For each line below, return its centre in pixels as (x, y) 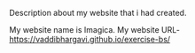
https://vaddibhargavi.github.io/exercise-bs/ (90, 39)
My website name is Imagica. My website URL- (94, 30)
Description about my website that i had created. (98, 13)
